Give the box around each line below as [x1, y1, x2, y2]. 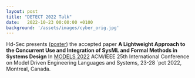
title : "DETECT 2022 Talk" [6, 14, 72, 20]
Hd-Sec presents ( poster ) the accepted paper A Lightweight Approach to [6, 41, 186, 48]
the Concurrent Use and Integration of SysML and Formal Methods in [6, 47, 178, 54]
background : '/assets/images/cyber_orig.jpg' [6, 24, 119, 31]
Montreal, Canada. [6, 65, 51, 73]
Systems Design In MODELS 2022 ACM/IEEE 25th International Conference [6, 53, 190, 60]
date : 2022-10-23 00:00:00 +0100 [6, 19, 93, 25]
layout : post [6, 8, 38, 15]
